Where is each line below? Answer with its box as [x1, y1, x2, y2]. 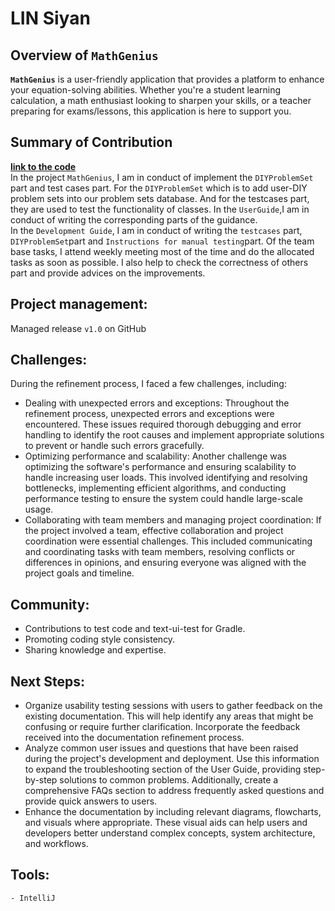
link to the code [10, 160, 77, 172]
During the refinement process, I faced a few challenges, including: [10, 378, 287, 390]
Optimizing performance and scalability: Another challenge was [24, 450, 288, 462]
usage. [24, 503, 54, 516]
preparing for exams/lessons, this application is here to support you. [10, 105, 292, 117]
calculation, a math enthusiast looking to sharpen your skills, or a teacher [10, 95, 312, 106]
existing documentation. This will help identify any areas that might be [24, 710, 314, 722]
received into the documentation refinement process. [24, 732, 245, 744]
